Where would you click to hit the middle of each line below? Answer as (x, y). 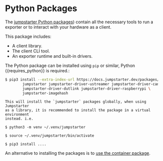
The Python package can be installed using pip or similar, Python (70, 65)
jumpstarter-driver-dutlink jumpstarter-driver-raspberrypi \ (87, 89)
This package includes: (28, 36)
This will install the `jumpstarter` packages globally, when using (76, 102)
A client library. (27, 46)
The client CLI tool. (31, 51)
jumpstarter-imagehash (45, 93)
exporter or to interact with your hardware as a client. (58, 27)
